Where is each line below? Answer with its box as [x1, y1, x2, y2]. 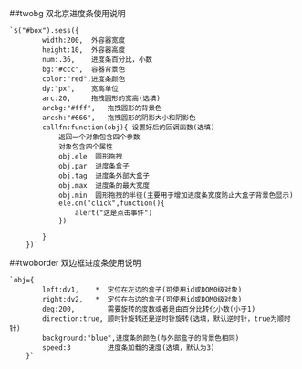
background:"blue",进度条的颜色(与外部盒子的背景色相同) [42, 333, 240, 343]
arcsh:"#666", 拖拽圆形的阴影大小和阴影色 [42, 113, 196, 122]
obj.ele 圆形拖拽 [57, 152, 123, 161]
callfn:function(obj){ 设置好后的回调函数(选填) [42, 123, 215, 132]
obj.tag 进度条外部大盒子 [57, 171, 151, 180]
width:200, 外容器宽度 [42, 36, 126, 45]
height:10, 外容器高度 [42, 46, 126, 55]
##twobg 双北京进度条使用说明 [9, 8, 126, 18]
